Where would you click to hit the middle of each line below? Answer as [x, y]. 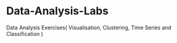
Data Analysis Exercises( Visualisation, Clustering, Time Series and [89, 27]
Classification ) [25, 33]
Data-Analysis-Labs [58, 11]
